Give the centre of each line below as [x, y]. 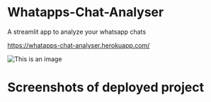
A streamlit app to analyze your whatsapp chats [77, 32]
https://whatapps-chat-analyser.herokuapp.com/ [79, 45]
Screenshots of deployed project [105, 88]
